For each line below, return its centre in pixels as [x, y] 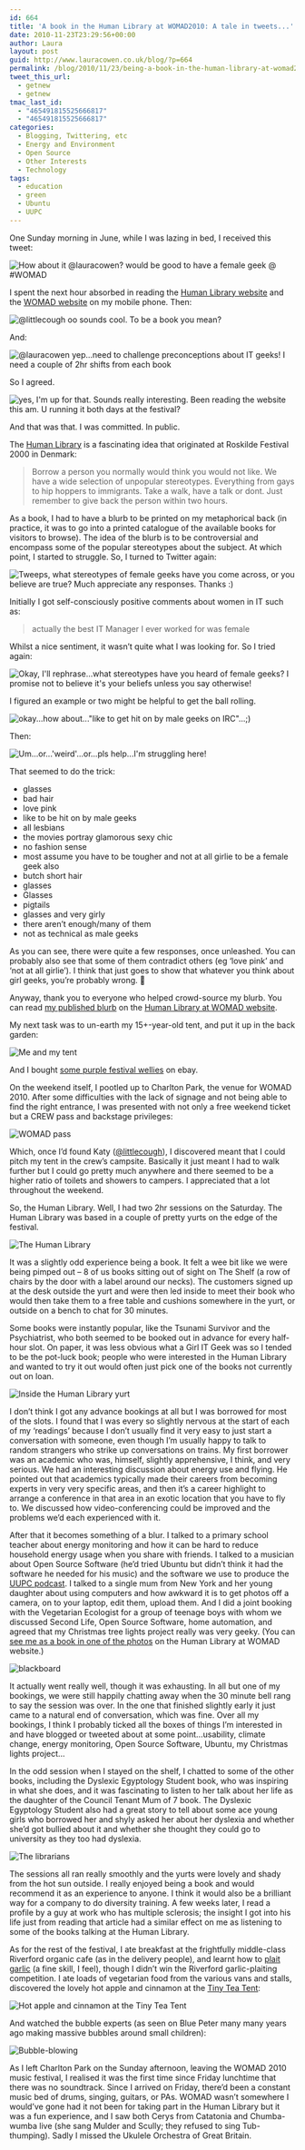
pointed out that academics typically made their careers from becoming [143, 1479]
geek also [41, 866]
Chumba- [267, 2115]
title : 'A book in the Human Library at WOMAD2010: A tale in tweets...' [152, 26]
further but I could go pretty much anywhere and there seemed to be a [142, 1170]
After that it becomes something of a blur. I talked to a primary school [139, 1534]
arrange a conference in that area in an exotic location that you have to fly [148, 1498]
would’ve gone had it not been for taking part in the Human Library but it [145, 2106]
